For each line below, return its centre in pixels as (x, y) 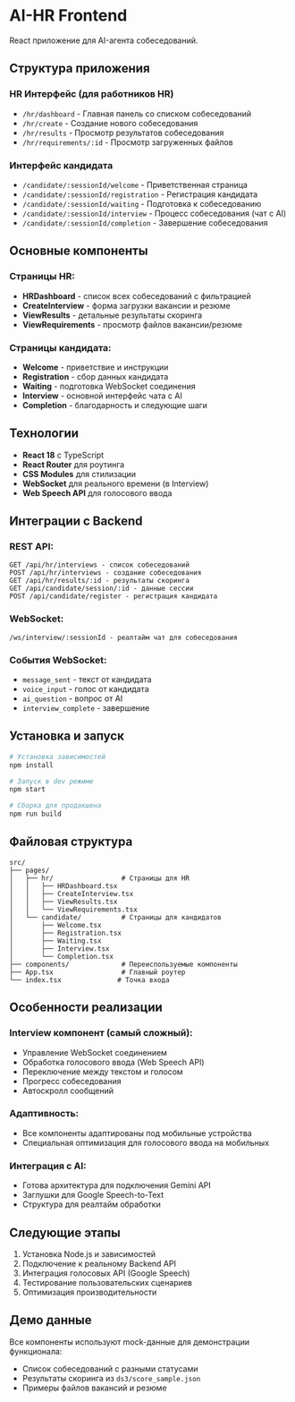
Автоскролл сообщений (68, 1090)
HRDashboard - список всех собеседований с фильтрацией (137, 295)
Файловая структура (71, 842)
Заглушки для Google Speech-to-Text (93, 1195)
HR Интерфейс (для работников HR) (92, 94)
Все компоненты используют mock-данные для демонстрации (130, 1342)
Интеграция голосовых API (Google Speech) (106, 1273)
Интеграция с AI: (48, 1166)
